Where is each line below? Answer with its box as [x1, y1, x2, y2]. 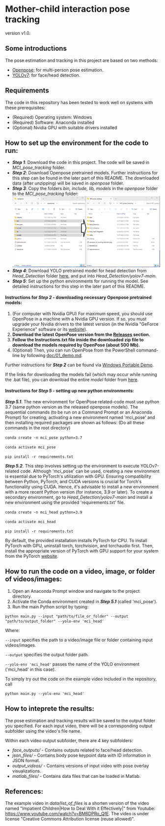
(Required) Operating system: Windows [12, 114, 92, 120]
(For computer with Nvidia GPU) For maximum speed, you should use [12, 310, 153, 316]
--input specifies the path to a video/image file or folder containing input [5, 637, 153, 643]
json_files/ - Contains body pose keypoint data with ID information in [12, 752, 151, 758]
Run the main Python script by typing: [12, 604, 89, 609]
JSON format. [12, 757, 40, 763]
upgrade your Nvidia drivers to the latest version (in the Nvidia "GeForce [12, 321, 159, 327]
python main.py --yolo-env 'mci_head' [5, 691, 84, 696]
